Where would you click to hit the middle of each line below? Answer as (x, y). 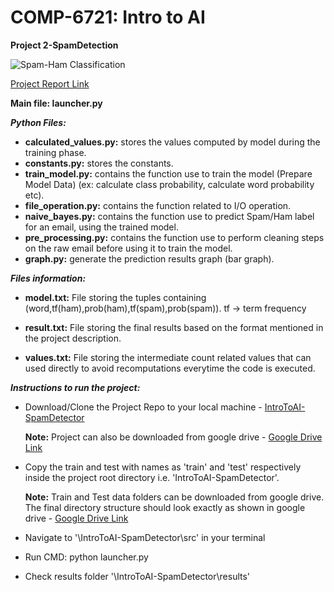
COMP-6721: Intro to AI (108, 17)
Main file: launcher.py (56, 103)
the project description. (73, 338)
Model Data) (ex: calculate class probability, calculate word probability (169, 184)
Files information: (48, 278)
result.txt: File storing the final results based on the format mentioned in (174, 327)
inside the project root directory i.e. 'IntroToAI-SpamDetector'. (152, 477)
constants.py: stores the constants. (99, 163)
